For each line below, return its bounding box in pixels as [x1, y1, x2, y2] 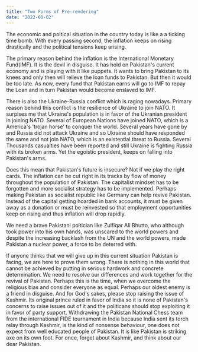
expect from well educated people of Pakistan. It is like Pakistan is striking [6, 328, 187, 335]
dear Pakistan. [6, 340, 41, 347]
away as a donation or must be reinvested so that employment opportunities [6, 204, 192, 211]
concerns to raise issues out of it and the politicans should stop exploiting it [6, 302, 190, 309]
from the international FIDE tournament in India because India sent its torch [6, 315, 189, 322]
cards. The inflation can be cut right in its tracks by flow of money [6, 172, 167, 179]
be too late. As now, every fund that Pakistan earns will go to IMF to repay [6, 80, 186, 87]
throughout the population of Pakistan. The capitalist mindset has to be [6, 179, 179, 186]
